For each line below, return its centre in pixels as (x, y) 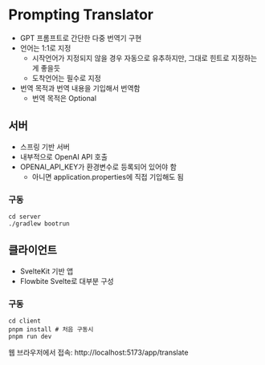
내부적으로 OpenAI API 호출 (64, 156)
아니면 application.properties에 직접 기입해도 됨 (108, 176)
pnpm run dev (30, 337)
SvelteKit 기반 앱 (47, 271)
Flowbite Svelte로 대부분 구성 (67, 281)
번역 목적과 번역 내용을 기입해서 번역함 (80, 88)
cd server (25, 217)
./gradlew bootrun (39, 224)
